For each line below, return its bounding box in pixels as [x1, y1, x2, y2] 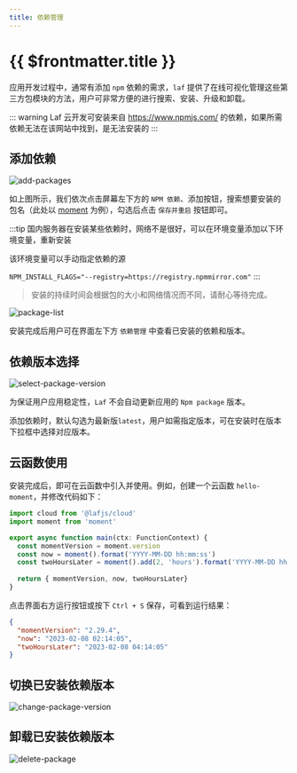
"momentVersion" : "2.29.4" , [17, 626, 121, 635]
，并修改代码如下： [32, 492, 104, 501]
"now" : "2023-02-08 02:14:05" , [17, 634, 133, 643]
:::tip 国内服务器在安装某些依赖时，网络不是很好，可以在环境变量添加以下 [9, 224, 277, 234]
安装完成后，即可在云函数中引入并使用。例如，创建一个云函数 [9, 480, 235, 491]
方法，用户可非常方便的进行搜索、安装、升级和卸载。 [55, 92, 250, 103]
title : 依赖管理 [9, 12, 64, 22]
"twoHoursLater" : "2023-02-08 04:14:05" [17, 643, 168, 651]
